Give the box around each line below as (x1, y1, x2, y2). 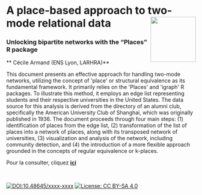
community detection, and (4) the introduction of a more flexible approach (6, 141, 191, 148)
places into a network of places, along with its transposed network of (6, 128, 178, 135)
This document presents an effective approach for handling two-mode (6, 70, 181, 78)
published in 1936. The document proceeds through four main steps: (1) (6, 116, 184, 123)
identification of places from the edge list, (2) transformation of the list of (6, 122, 188, 129)
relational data (37, 16, 111, 30)
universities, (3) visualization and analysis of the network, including (6, 135, 173, 142)
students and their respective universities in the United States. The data (6, 96, 184, 104)
